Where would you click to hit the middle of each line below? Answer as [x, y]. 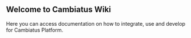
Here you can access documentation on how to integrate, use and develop [96, 23]
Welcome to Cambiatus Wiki [59, 10]
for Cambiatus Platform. [35, 30]
